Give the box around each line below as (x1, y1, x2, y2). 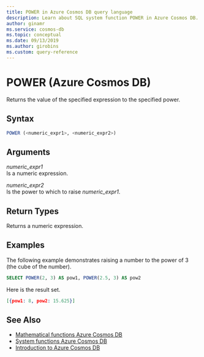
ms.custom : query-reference (6, 49, 78, 55)
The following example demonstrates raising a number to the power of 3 (6, 256, 189, 264)
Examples (6, 240, 45, 251)
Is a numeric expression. (6, 170, 69, 177)
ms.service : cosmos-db (6, 26, 64, 33)
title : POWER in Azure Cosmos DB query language (6, 9, 133, 15)
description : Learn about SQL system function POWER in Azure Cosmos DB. (6, 15, 199, 21)
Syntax (6, 114, 34, 124)
